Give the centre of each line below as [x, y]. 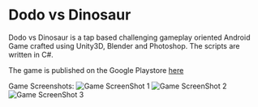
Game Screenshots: [41, 86]
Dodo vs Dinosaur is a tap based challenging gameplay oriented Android [129, 37]
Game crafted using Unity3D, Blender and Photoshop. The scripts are [125, 45]
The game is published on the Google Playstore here [96, 70]
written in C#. [31, 54]
